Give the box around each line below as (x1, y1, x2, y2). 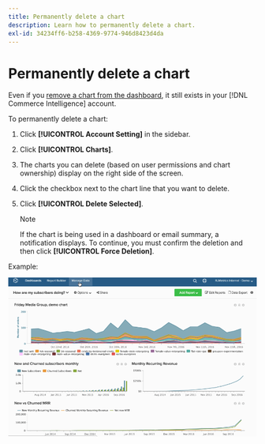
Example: (8, 262, 39, 272)
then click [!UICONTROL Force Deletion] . (19, 246, 155, 256)
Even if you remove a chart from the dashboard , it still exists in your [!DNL (8, 91, 248, 100)
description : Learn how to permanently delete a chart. (8, 21, 196, 29)
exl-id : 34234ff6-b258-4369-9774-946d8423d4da (8, 29, 164, 37)
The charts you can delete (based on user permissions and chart (19, 160, 231, 170)
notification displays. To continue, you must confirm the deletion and (19, 238, 243, 248)
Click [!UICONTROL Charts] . (19, 145, 114, 154)
